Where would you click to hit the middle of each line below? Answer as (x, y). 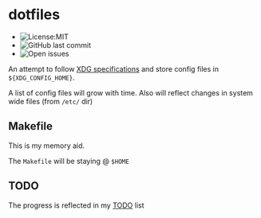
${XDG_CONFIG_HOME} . (42, 77)
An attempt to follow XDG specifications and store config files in (114, 68)
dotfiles (34, 15)
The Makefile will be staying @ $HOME (69, 161)
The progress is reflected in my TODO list (76, 205)
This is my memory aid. (47, 146)
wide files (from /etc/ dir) (51, 101)
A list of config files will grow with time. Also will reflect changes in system (131, 92)
